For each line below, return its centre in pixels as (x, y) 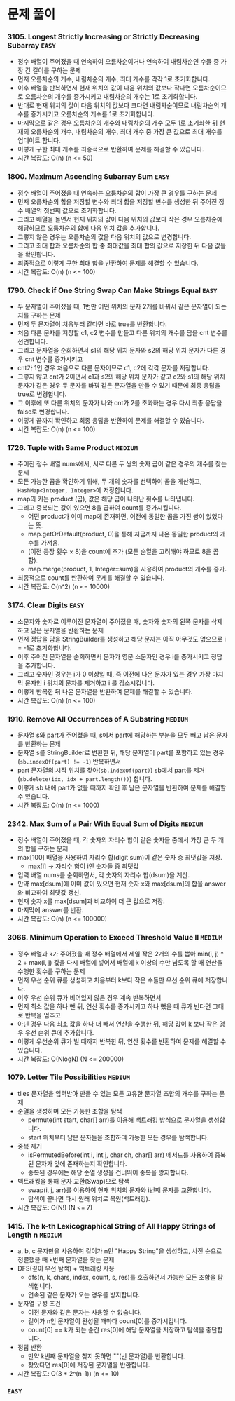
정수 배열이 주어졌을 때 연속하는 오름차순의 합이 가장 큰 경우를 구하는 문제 (117, 193)
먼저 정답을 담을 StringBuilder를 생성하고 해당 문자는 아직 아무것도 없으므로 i (121, 639)
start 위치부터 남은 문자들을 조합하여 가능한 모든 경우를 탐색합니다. (118, 1137)
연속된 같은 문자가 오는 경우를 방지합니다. (84, 1295)
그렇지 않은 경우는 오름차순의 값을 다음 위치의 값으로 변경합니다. (104, 236)
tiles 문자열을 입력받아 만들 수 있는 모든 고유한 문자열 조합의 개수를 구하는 (117, 1093)
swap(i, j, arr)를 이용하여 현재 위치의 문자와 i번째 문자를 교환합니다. (119, 1190)
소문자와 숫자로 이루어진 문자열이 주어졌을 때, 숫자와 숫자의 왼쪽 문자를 (113, 621)
